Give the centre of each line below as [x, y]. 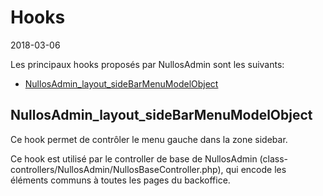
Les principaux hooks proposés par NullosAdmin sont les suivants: [147, 64]
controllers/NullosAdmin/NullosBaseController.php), [117, 169]
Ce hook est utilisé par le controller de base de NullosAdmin [134, 158]
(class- [274, 158]
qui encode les [256, 169]
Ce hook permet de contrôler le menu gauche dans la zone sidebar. [149, 139]
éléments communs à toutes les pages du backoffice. [120, 180]
